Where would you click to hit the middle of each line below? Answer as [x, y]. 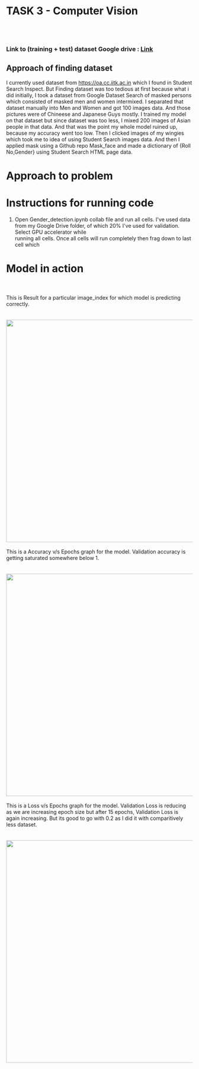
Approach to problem [60, 176]
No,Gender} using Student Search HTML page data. [69, 152]
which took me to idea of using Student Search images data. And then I [93, 139]
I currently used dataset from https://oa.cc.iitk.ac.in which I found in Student [99, 82]
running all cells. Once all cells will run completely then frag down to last [103, 238]
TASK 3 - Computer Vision [72, 11]
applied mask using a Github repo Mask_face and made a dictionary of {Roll [99, 145]
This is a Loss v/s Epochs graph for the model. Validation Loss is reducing [96, 806]
